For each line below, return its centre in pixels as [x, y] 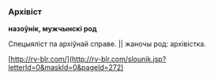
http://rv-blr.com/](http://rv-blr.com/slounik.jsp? [88, 59]
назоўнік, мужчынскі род [53, 29]
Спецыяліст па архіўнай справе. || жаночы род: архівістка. [107, 44]
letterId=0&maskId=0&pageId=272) [66, 67]
